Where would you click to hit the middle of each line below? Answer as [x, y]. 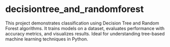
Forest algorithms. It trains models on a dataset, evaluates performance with [85, 28]
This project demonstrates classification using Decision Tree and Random [82, 23]
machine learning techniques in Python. [47, 39]
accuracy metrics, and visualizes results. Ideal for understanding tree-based [85, 33]
